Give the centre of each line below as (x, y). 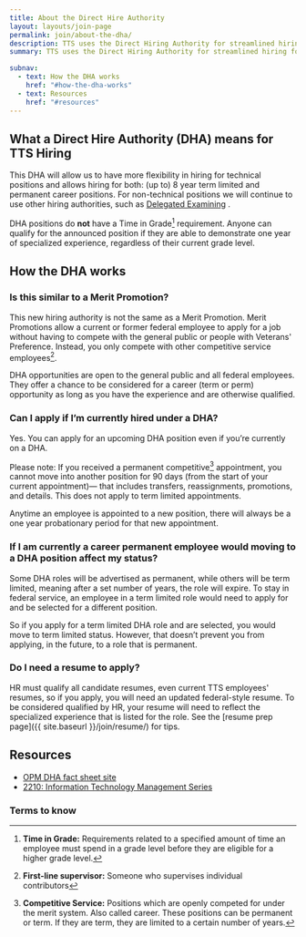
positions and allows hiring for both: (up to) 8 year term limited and (135, 185)
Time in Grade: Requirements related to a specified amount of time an (154, 839)
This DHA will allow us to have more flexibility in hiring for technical (135, 175)
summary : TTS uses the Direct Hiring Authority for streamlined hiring (148, 52)
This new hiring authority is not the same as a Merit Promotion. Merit (138, 317)
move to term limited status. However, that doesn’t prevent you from (137, 634)
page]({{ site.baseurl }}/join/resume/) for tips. (95, 726)
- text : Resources (53, 93)
